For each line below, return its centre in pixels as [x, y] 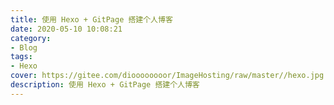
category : [31, 38]
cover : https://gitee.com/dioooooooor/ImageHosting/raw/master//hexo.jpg [167, 76]
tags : [21, 57]
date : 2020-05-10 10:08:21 [66, 29]
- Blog [24, 47]
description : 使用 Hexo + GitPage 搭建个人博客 [105, 85]
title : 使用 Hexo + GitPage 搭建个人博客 [91, 19]
